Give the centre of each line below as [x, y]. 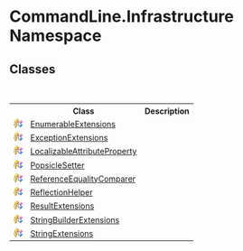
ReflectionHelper [61, 192]
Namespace [56, 36]
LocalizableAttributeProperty [84, 152]
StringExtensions [62, 233]
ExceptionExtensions [69, 138]
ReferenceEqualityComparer [83, 179]
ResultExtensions [62, 206]
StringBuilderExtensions [75, 219]
